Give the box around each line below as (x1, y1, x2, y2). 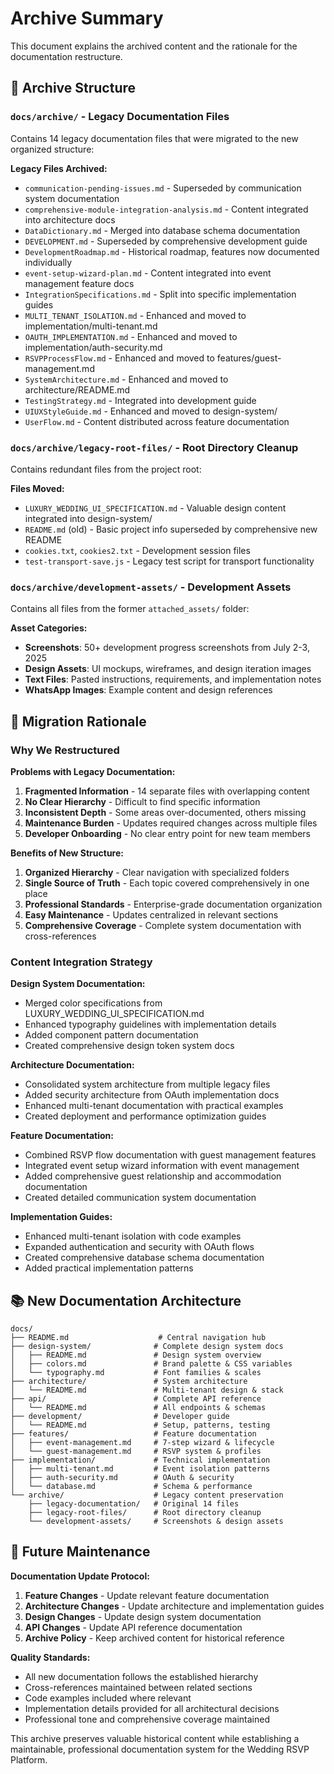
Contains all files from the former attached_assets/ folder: (10, 603, 250, 615)
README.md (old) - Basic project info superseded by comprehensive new (24, 523, 318, 535)
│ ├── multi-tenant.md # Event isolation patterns (10, 1464, 271, 1474)
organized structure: (10, 143, 95, 155)
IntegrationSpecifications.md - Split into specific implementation (24, 288, 297, 300)
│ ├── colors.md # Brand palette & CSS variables (10, 1359, 293, 1369)
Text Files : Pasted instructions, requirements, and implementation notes (24, 673, 322, 686)
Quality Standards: (10, 1651, 91, 1663)
